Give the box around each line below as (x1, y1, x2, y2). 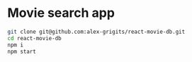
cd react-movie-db (7, 35, 62, 42)
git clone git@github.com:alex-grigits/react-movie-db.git (7, 28, 186, 35)
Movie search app (7, 5, 115, 21)
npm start (7, 48, 37, 55)
